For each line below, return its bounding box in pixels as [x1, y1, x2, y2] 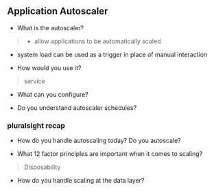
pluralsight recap [7, 120, 65, 130]
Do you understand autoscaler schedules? [16, 103, 137, 112]
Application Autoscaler [7, 5, 108, 17]
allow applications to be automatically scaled [34, 37, 161, 45]
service [23, 77, 46, 85]
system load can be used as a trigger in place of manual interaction [16, 50, 208, 58]
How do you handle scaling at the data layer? [16, 177, 145, 185]
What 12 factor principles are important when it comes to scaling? [16, 150, 203, 158]
